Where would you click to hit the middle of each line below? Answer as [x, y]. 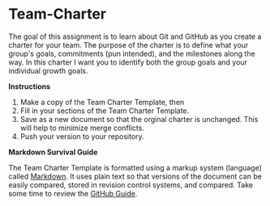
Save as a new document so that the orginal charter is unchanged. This [139, 119]
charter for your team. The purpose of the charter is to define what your [129, 44]
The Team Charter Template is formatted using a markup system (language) [135, 167]
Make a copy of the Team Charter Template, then [102, 102]
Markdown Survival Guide [53, 152]
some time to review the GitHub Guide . [73, 193]
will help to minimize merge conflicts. [82, 128]
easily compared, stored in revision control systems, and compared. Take [131, 185]
